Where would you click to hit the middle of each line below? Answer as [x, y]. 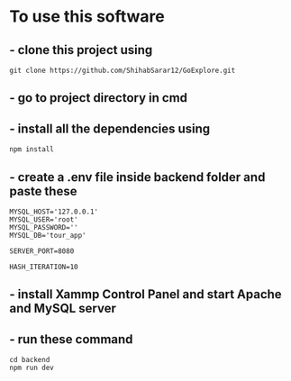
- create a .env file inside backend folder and [137, 177]
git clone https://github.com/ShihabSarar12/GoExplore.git [123, 70]
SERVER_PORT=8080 [42, 251]
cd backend [30, 360]
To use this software [87, 17]
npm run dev [32, 368]
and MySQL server [63, 308]
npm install [32, 150]
